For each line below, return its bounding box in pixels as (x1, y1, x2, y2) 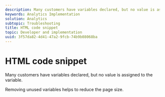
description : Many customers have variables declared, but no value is (5, 7, 155, 12)
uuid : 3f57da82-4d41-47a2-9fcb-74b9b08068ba (5, 35, 98, 40)
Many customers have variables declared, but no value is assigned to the (5, 72, 153, 77)
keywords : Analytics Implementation (5, 12, 80, 17)
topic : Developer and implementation (5, 30, 82, 35)
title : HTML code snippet (5, 25, 58, 30)
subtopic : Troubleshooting (5, 21, 60, 26)
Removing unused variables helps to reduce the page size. (5, 86, 124, 92)
